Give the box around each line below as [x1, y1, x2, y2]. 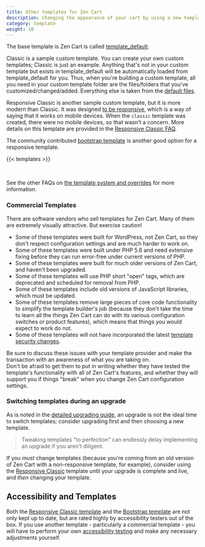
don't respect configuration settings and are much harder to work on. [15, 240, 190, 247]
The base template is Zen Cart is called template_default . [6, 43, 149, 50]
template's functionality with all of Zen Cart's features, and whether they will [6, 369, 198, 376]
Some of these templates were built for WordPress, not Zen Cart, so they [15, 233, 198, 241]
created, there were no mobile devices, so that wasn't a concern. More [6, 119, 185, 126]
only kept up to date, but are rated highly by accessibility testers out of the [6, 514, 194, 521]
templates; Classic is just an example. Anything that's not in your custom [6, 61, 189, 69]
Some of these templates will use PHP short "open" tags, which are [15, 272, 185, 279]
